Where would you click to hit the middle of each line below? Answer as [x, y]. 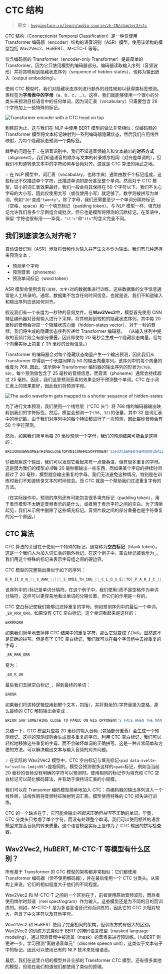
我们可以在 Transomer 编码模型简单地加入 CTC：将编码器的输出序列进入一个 [84, 790]
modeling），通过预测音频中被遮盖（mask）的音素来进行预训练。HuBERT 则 [83, 937]
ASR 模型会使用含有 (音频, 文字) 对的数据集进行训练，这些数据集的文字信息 [81, 289]
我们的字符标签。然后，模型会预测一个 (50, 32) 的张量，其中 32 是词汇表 [88, 412]
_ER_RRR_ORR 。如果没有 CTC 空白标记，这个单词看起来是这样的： [71, 613]
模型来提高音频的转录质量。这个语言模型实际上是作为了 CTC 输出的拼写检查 [83, 825]
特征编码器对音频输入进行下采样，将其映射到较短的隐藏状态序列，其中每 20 [83, 318]
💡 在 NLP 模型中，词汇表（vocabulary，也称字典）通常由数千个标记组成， [81, 174]
